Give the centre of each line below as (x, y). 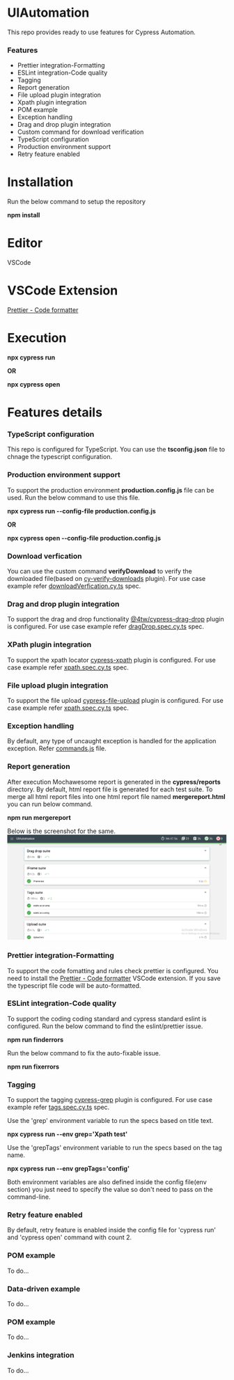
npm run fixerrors (33, 1067)
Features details (55, 413)
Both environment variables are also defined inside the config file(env (107, 1182)
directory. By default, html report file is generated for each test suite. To (110, 789)
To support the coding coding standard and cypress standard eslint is (107, 1018)
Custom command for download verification (80, 132)
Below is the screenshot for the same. (62, 831)
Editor (25, 243)
